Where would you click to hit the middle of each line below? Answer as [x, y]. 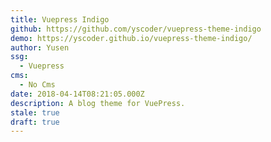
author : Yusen [40, 47]
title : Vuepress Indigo [60, 19]
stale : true [35, 112]
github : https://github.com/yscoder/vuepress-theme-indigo [136, 29]
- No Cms [37, 85]
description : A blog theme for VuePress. [98, 103]
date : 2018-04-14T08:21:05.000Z [77, 94]
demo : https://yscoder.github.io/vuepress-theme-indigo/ [131, 38]
